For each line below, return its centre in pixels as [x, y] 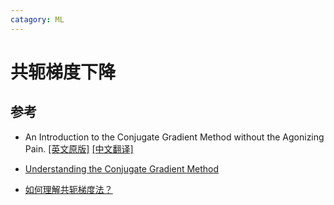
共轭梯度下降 [63, 72]
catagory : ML [37, 19]
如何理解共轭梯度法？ [68, 189]
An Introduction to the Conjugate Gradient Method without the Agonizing [174, 137]
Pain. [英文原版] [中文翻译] [79, 148]
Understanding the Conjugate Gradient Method [122, 168]
